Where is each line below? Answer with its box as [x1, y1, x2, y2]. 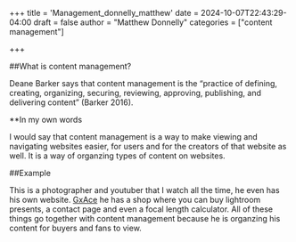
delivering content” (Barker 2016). [9, 97, 134, 108]
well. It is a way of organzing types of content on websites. [9, 150, 226, 161]
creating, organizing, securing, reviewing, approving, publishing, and [9, 88, 261, 98]
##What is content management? [9, 61, 132, 71]
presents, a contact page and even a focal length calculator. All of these [9, 204, 274, 214]
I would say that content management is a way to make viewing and [9, 132, 259, 141]
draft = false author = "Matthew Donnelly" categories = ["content [33, 17, 273, 28]
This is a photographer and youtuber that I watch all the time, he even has [9, 185, 280, 195]
